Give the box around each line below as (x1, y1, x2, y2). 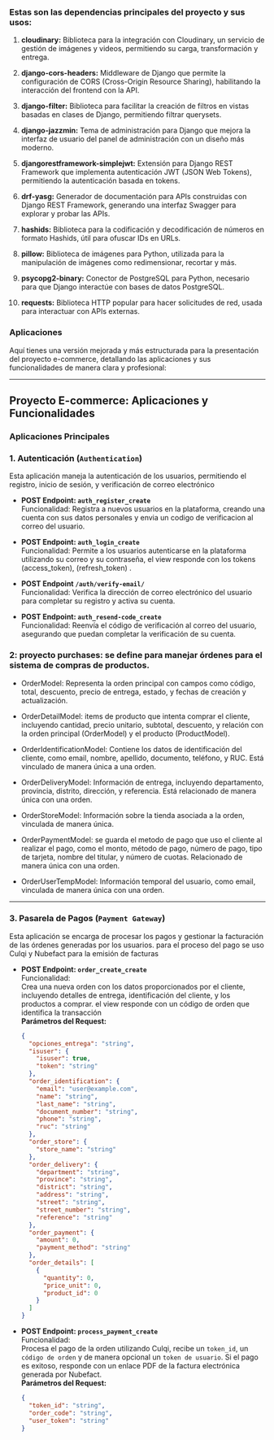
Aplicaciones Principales (9, 430, 111, 442)
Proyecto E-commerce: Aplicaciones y (9, 394, 209, 407)
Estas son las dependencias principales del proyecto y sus (9, 7, 246, 18)
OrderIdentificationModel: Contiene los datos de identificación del (20, 744, 242, 754)
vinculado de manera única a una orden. (20, 761, 157, 771)
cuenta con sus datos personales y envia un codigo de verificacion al (20, 513, 254, 523)
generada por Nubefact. (20, 1369, 102, 1380)
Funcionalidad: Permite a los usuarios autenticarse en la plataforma (20, 546, 247, 555)
